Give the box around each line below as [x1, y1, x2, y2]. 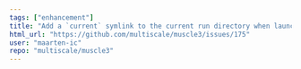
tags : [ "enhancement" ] [9, 13, 94, 22]
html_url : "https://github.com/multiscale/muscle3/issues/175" [9, 30, 251, 39]
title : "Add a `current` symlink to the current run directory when [9, 22, 271, 30]
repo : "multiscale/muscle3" [9, 47, 115, 56]
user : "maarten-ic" [9, 38, 82, 47]
